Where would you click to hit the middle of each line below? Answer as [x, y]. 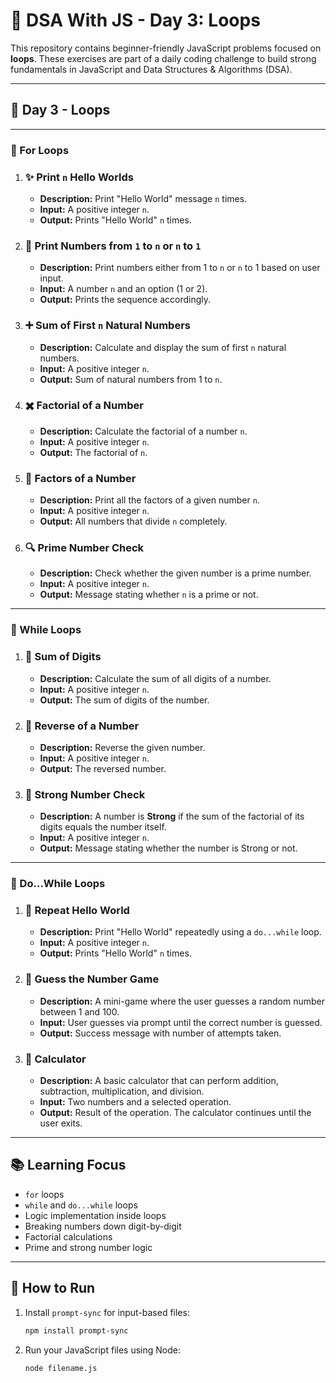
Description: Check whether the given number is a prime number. [175, 573]
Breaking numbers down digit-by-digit [103, 1226]
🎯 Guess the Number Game [92, 979]
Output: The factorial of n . [93, 452]
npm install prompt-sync [76, 1330]
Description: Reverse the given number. [122, 747]
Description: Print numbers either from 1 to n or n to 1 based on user [180, 268]
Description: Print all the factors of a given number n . [149, 500]
